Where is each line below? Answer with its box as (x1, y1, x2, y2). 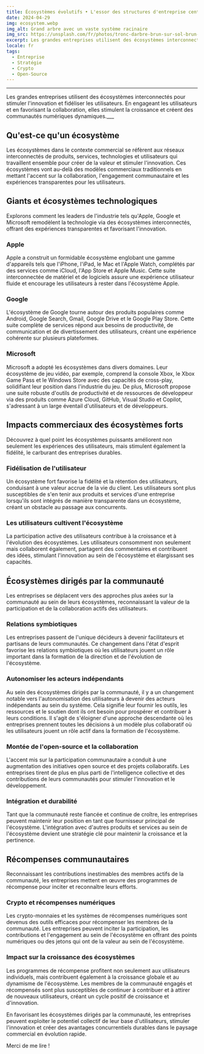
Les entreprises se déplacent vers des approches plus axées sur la (6, 592, 174, 599)
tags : (6, 49, 20, 55)
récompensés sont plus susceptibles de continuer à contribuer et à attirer (6, 986, 190, 993)
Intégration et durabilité (6, 797, 78, 805)
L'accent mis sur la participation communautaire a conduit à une (6, 756, 167, 763)
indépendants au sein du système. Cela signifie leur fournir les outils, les (6, 701, 188, 709)
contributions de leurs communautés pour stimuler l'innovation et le (6, 775, 175, 783)
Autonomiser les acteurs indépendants (6, 675, 124, 683)
